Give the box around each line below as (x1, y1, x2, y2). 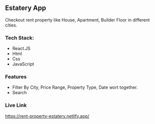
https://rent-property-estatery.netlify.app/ (5, 113, 90, 119)
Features (5, 74, 27, 80)
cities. (5, 22, 17, 28)
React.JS (12, 46, 31, 51)
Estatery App (5, 4, 47, 12)
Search (12, 90, 27, 96)
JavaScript (12, 61, 34, 67)
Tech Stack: (5, 34, 34, 41)
